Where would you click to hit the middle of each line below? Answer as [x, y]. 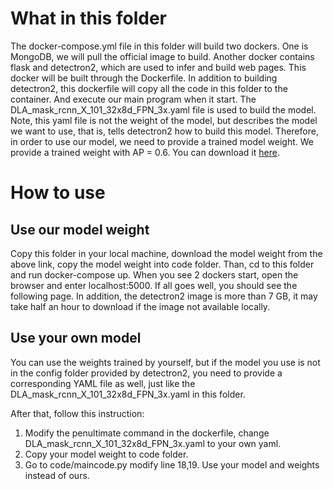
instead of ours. [57, 475]
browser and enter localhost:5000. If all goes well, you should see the [154, 285]
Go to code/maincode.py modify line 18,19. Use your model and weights [172, 464]
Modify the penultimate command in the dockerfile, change [147, 433]
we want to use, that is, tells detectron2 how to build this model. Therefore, [164, 131]
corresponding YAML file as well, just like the [103, 383]
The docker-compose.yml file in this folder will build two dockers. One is [159, 46]
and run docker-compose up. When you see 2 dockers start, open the [154, 274]
